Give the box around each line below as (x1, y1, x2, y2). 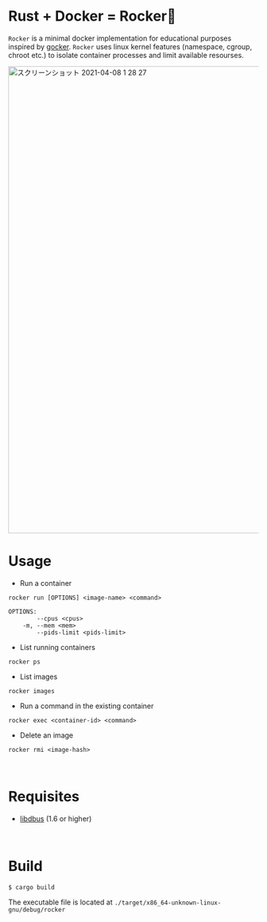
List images (19, 672, 58, 681)
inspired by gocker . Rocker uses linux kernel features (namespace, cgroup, (8, 41, 253, 51)
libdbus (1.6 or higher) (19, 814, 92, 823)
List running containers (19, 642, 95, 652)
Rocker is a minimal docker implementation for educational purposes (8, 33, 232, 43)
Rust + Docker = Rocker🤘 (8, 7, 176, 25)
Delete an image (19, 730, 74, 740)
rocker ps (8, 657, 41, 666)
